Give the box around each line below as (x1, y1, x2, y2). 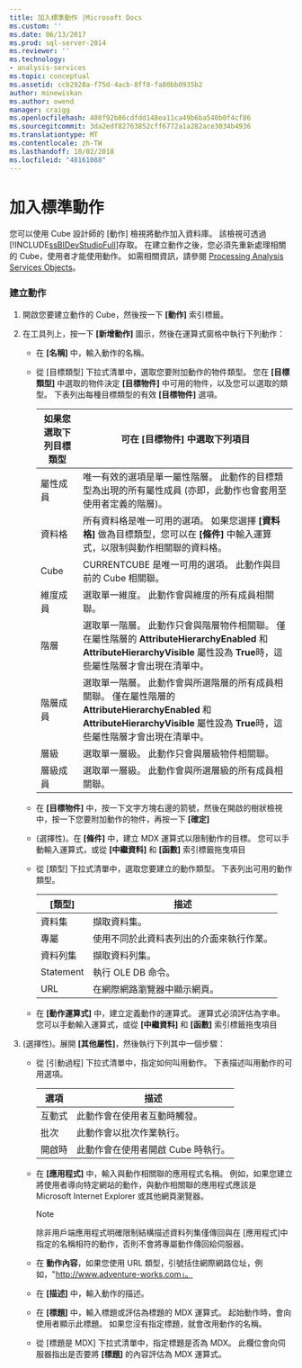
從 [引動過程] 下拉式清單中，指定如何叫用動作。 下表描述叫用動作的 (35, 1057, 285, 1067)
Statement (40, 965, 84, 977)
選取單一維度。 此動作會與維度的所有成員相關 (82, 589, 275, 601)
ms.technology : (9, 55, 67, 64)
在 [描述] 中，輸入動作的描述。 (35, 1288, 150, 1299)
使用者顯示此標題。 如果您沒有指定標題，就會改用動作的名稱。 (35, 1318, 267, 1328)
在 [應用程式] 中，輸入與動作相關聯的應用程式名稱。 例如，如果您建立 (35, 1167, 293, 1179)
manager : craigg (9, 105, 70, 114)
